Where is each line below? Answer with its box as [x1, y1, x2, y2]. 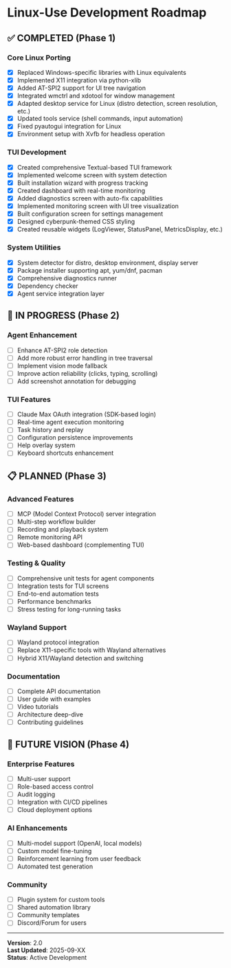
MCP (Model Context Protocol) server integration [16, 510, 157, 518]
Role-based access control [16, 782, 94, 791]
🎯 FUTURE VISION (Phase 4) [7, 739, 129, 750]
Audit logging [16, 790, 56, 798]
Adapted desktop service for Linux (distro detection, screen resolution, [16, 100, 218, 108]
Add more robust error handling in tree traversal [16, 354, 153, 362]
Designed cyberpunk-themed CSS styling [16, 218, 135, 226]
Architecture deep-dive [16, 710, 84, 719]
